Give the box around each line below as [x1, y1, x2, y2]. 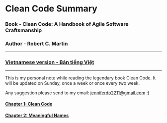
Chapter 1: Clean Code [5, 101, 53, 107]
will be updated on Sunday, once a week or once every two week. [5, 80, 140, 86]
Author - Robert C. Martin [5, 40, 68, 47]
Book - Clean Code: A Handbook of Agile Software [5, 21, 129, 28]
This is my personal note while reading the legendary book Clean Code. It [5, 75, 156, 81]
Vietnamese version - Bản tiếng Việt [5, 59, 94, 66]
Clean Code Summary [5, 3, 98, 14]
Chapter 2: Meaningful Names [5, 112, 69, 118]
